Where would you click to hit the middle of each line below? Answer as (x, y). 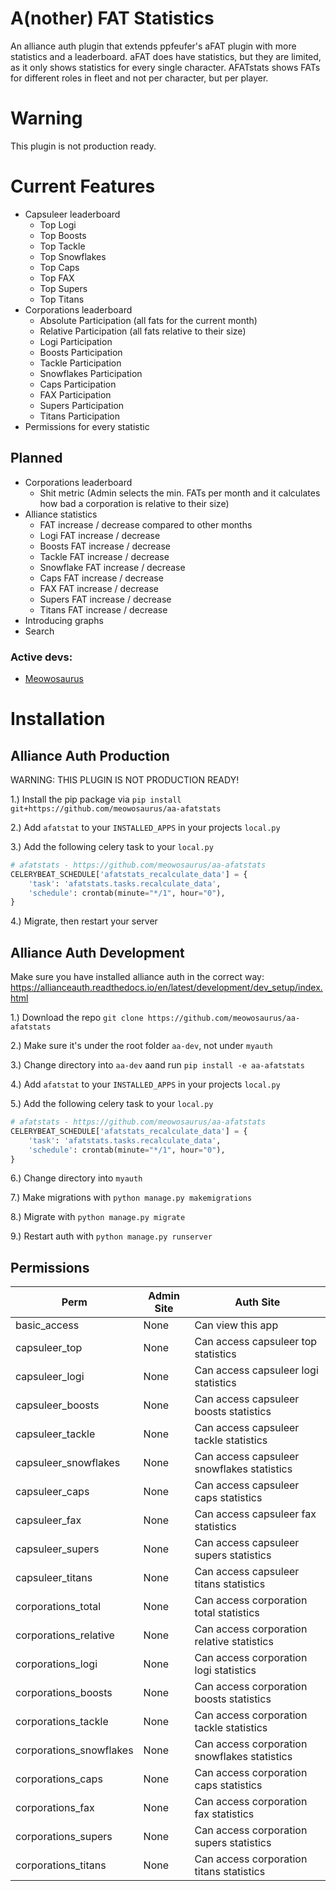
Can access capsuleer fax (255, 1514)
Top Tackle (62, 246)
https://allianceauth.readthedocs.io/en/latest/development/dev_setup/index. (166, 988)
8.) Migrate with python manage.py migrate (98, 1217)
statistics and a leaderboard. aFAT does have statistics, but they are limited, (166, 56)
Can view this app (236, 1325)
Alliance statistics (61, 514)
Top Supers (63, 288)
